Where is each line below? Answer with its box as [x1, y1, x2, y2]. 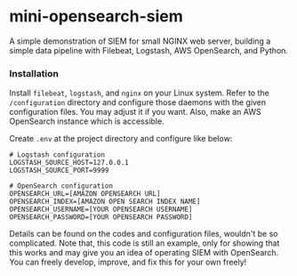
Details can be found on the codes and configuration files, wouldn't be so [9, 229, 278, 239]
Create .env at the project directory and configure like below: [9, 134, 233, 144]
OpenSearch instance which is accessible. [9, 116, 165, 126]
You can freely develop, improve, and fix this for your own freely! [9, 256, 247, 268]
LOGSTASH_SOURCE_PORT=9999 [9, 166, 109, 175]
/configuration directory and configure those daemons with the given [9, 97, 267, 108]
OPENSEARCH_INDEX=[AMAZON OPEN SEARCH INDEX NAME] [9, 198, 201, 207]
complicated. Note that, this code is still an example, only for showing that [9, 238, 280, 248]
